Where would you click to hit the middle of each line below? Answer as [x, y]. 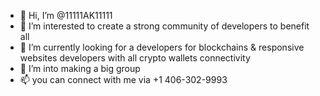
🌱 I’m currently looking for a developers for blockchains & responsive [162, 47]
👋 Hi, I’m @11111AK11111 [66, 15]
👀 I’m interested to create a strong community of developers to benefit [164, 26]
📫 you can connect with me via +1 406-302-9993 [123, 79]
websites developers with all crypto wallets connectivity [135, 58]
